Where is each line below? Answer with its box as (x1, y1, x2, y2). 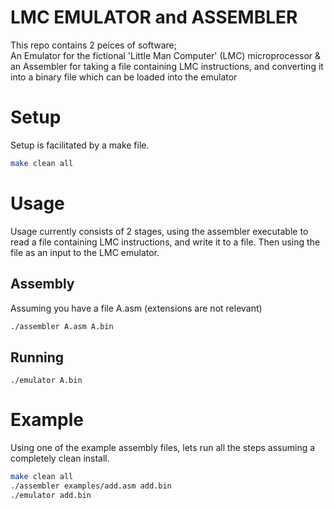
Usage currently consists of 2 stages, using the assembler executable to (10, 225, 309, 237)
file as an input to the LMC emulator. (10, 246, 160, 258)
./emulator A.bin (10, 376, 83, 386)
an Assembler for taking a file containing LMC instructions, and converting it (10, 60, 324, 72)
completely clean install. (10, 452, 110, 465)
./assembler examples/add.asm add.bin (10, 481, 172, 491)
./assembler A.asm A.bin (10, 321, 114, 331)
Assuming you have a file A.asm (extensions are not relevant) (10, 302, 263, 314)
